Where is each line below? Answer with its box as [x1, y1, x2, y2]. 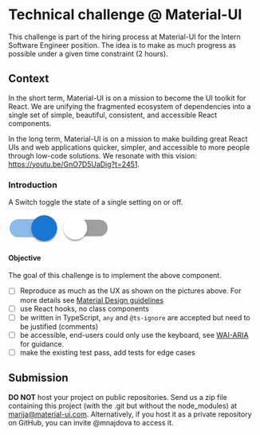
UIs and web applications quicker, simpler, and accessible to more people [8, 142, 250, 152]
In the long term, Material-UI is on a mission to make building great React [8, 134, 248, 143]
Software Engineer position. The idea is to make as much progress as [8, 40, 237, 49]
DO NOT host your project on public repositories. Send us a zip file [8, 392, 227, 402]
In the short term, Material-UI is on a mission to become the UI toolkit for [8, 93, 246, 103]
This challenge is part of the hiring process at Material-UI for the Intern [8, 32, 241, 41]
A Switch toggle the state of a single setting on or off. [8, 198, 183, 207]
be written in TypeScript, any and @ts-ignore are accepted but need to [19, 312, 251, 322]
